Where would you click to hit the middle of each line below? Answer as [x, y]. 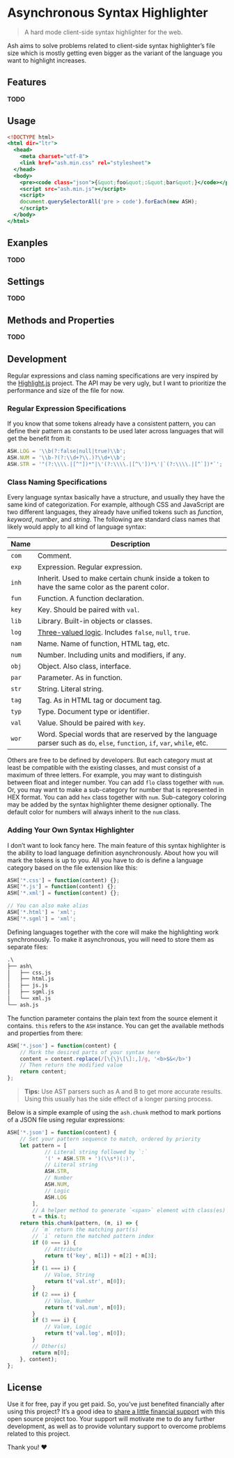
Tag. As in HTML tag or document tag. [100, 700]
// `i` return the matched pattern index [93, 1236]
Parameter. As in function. [80, 678]
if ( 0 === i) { [54, 1242]
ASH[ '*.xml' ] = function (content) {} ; [63, 893]
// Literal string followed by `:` [96, 1152]
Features [27, 83]
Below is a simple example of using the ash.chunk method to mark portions [114, 1112]
